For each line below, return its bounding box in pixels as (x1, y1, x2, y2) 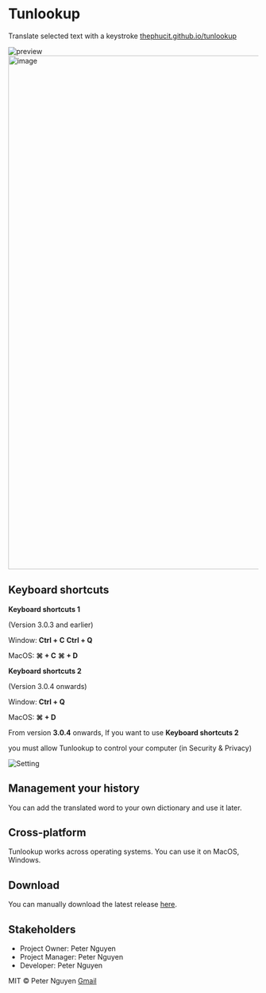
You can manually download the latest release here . (8, 900, 177, 909)
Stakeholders (8, 922, 76, 936)
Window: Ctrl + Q (8, 697, 65, 707)
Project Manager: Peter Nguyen (19, 952, 124, 961)
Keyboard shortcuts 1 (8, 604, 81, 613)
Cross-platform (8, 825, 87, 839)
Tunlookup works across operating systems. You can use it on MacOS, (8, 847, 240, 856)
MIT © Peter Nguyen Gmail (8, 976, 97, 985)
